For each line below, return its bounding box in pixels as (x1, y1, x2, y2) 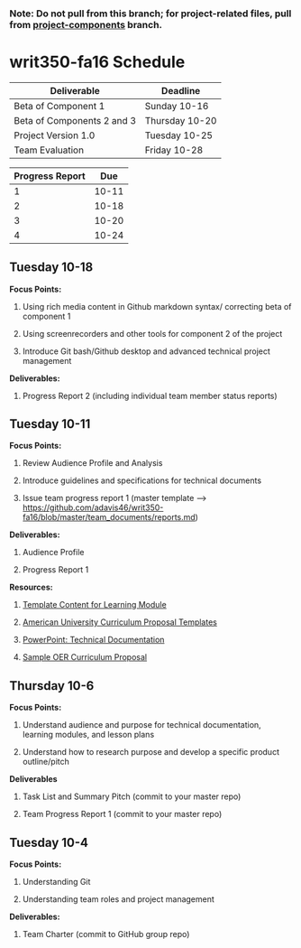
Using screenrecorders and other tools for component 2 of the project (22, 328, 283, 339)
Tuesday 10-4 (9, 834, 88, 850)
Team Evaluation (14, 144, 84, 156)
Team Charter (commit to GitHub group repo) (22, 929, 190, 940)
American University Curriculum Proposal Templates (22, 617, 218, 627)
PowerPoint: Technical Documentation (22, 635, 165, 646)
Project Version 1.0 (14, 129, 96, 142)
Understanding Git (22, 877, 91, 888)
